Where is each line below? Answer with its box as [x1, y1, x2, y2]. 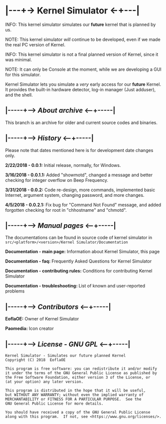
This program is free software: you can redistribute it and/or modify [5, 366, 157, 371]
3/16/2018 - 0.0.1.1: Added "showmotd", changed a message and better [5, 172, 153, 178]
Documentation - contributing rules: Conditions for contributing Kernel [5, 268, 153, 274]
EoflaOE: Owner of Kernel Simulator [5, 316, 79, 322]
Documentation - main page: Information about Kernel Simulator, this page [5, 249, 160, 255]
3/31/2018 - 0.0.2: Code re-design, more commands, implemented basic [5, 187, 156, 193]
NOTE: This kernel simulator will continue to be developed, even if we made [5, 36, 161, 42]
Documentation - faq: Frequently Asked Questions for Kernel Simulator [5, 258, 152, 264]
